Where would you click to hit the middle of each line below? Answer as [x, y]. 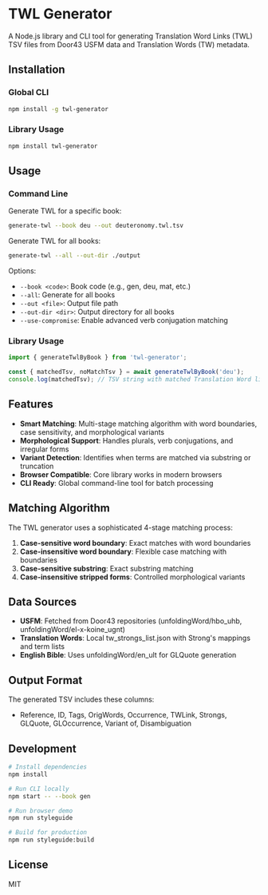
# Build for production [48, 833]
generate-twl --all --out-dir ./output [75, 256]
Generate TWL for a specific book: [65, 211]
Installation [37, 70]
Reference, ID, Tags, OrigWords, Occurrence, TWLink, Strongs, [123, 715]
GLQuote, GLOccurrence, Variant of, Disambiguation [106, 723]
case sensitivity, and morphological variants [92, 432]
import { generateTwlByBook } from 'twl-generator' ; [98, 358]
